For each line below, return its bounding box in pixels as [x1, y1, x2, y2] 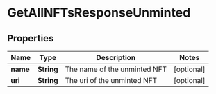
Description [96, 53, 136, 62]
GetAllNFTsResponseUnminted [7, 5, 191, 21]
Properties [7, 32, 54, 44]
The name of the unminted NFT [65, 64, 167, 74]
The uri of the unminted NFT [65, 76, 158, 85]
